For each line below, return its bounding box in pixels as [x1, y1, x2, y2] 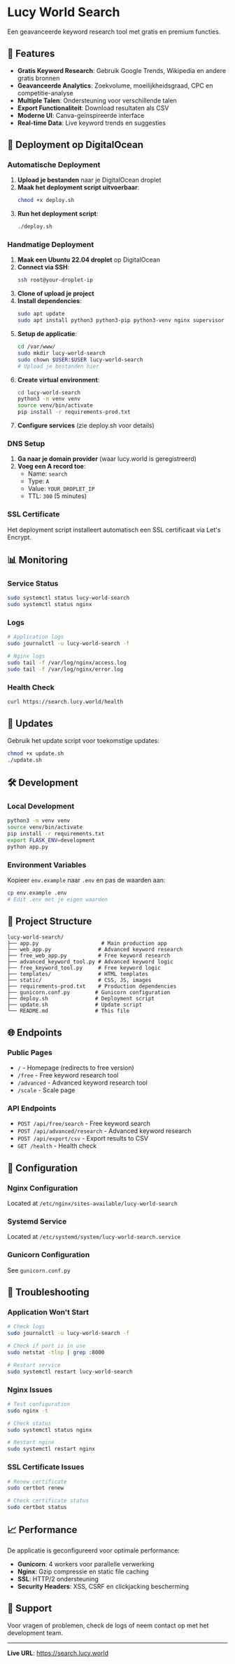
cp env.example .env [7, 889, 68, 897]
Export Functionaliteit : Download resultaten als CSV [17, 103, 169, 112]
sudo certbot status [7, 1504, 68, 1511]
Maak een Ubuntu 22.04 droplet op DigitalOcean [17, 255, 161, 264]
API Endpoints [7, 1103, 57, 1113]
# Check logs [7, 1323, 45, 1330]
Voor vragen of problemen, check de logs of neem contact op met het [7, 1621, 209, 1630]
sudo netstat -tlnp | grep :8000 [7, 1349, 105, 1356]
